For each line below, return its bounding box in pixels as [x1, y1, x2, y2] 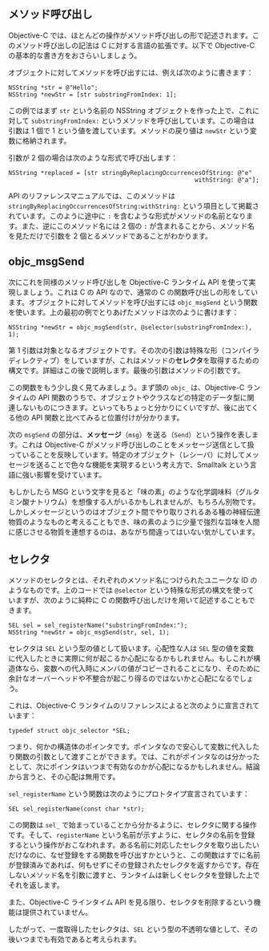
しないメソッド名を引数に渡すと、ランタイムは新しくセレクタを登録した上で [8, 870, 260, 880]
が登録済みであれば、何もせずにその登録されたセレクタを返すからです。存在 [8, 860, 260, 870]
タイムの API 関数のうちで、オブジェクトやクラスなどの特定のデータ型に [8, 392, 248, 402]
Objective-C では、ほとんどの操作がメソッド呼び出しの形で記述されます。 [8, 30, 253, 40]
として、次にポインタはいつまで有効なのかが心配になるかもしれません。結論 [8, 762, 260, 772]
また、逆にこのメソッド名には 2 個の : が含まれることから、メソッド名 [21, 221, 255, 230]
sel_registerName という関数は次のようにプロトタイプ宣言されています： [8, 789, 251, 799]
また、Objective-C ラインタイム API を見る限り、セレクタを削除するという [8, 897, 254, 907]
